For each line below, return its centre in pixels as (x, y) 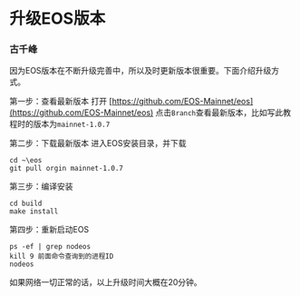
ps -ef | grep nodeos (50, 247)
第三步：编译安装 (41, 186)
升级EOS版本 (58, 19)
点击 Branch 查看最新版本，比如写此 (219, 113)
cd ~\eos (26, 161)
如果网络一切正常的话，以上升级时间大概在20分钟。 (106, 282)
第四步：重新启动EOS (49, 230)
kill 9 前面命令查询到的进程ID (62, 257)
